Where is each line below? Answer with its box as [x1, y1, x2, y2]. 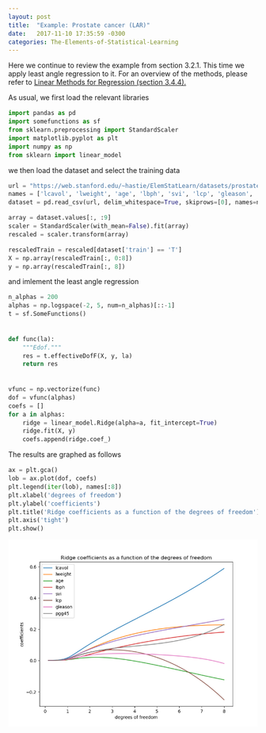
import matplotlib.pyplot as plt [8, 134, 119, 142]
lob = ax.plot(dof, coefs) [8, 474, 97, 482]
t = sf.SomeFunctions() [8, 310, 87, 318]
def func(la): [8, 335, 55, 343]
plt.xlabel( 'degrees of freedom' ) [8, 491, 123, 499]
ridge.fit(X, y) [22, 427, 77, 436]
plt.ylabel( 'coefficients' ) [8, 500, 101, 508]
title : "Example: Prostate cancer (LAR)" [8, 21, 150, 29]
